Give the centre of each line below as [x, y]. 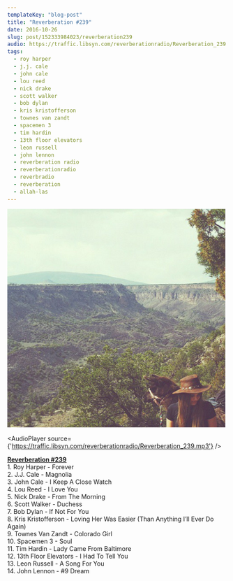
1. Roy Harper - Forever [41, 467]
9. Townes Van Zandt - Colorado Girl [60, 533]
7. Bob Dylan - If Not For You [48, 511]
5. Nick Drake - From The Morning [57, 496]
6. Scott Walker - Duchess [45, 504]
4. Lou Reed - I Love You [43, 489]
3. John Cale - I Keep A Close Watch [60, 482]
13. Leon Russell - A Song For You [56, 564]
